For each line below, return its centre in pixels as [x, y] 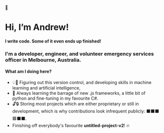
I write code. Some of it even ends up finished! [53, 41]
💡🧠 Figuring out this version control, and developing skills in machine [82, 82]
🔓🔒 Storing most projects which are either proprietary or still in [75, 104]
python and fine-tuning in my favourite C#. [55, 98]
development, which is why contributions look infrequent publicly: [79, 111]
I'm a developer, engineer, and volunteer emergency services [80, 54]
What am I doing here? [28, 71]
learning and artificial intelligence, [46, 88]
